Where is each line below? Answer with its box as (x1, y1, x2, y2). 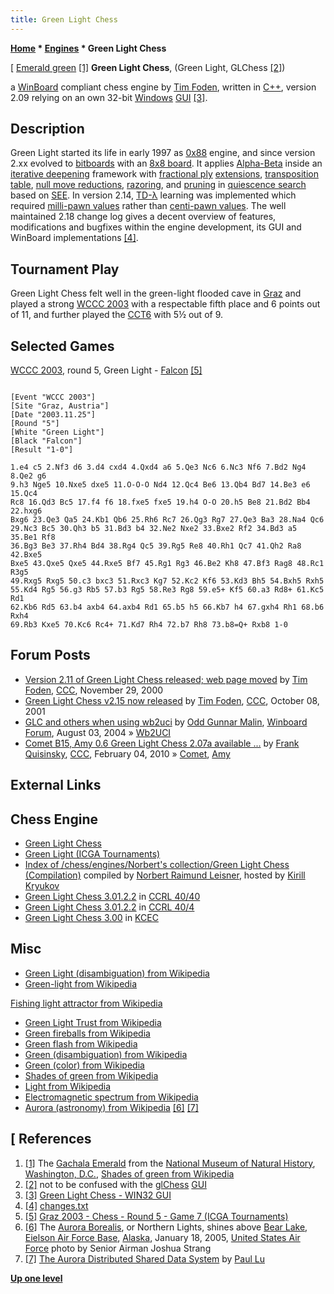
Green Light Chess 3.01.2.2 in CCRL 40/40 (24, 891, 201, 903)
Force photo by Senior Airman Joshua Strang (24, 1242, 212, 1254)
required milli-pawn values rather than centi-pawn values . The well (10, 200, 287, 212)
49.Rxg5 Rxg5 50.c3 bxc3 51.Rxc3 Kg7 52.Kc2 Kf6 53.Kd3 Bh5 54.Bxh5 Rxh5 (10, 576, 325, 586)
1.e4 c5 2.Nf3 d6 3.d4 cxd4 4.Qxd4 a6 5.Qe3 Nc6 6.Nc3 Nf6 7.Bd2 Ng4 (10, 462, 307, 473)
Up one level (10, 1272, 63, 1284)
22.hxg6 (10, 506, 43, 516)
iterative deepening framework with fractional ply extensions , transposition (10, 168, 319, 180)
